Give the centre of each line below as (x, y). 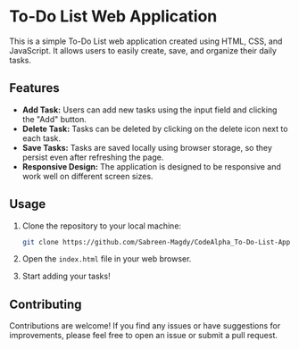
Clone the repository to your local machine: (101, 226)
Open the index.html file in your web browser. (107, 259)
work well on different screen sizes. (87, 176)
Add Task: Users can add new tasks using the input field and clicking (149, 110)
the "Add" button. (54, 119)
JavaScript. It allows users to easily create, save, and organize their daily (143, 50)
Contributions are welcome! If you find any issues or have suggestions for (145, 326)
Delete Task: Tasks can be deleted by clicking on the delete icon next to (155, 129)
